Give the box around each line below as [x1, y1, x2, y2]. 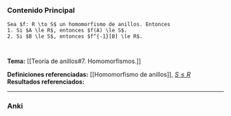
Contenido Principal [7, 5, 76, 15]
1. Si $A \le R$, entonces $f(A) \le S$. [7, 27, 128, 34]
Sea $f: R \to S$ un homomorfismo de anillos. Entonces [7, 21, 170, 28]
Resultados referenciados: [7, 78, 85, 86]
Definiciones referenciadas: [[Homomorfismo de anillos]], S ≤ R [7, 71, 191, 79]
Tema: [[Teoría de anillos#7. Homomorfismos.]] [7, 57, 142, 65]
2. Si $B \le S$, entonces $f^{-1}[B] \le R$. [7, 33, 143, 40]
